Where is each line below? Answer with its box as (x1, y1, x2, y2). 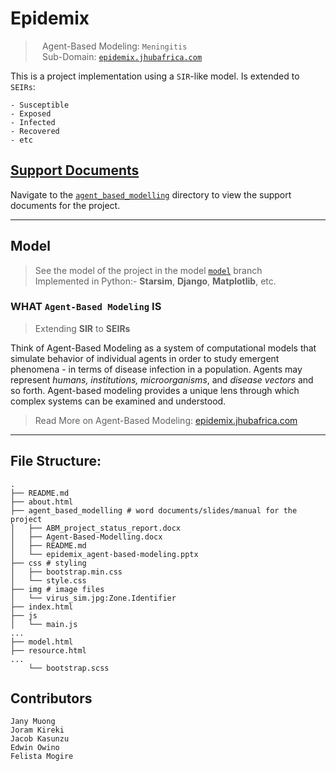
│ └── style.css (10, 575, 87, 586)
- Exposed (10, 108, 52, 119)
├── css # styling (10, 558, 87, 568)
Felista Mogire (10, 752, 74, 762)
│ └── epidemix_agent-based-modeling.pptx (10, 549, 199, 559)
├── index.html (10, 602, 74, 612)
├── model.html (10, 637, 74, 647)
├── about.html (10, 497, 74, 507)
